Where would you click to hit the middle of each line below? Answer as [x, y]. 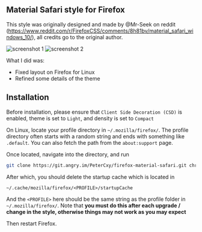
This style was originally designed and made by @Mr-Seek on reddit [91, 24]
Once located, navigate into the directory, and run [68, 154]
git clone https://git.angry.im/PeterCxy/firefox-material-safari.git [96, 165]
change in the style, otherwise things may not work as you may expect [96, 212]
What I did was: [26, 60]
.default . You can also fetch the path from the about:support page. [90, 142]
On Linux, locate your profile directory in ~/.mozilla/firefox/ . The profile [97, 130]
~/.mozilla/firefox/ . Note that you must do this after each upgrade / [93, 205]
